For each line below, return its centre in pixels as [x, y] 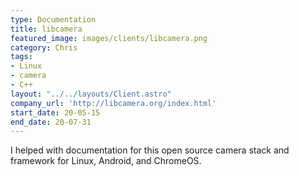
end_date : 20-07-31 [51, 122]
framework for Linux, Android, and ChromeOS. [106, 161]
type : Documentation [53, 19]
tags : [21, 57]
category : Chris [44, 47]
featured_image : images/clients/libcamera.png [109, 38]
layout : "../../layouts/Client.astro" [91, 94]
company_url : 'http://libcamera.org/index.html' [113, 103]
